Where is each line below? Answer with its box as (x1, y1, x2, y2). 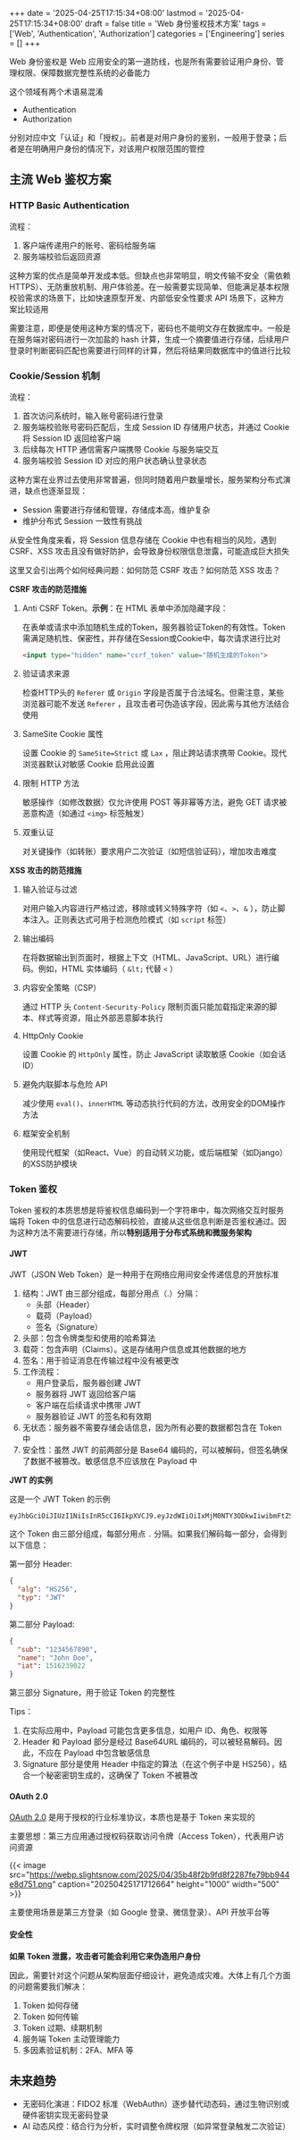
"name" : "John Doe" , (17, 1654, 94, 1662)
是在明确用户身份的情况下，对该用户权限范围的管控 (16, 143, 205, 154)
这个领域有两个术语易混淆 (9, 87, 104, 97)
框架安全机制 (21, 1128, 70, 1138)
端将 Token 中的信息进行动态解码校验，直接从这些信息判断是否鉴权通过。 (9, 1216, 279, 1227)
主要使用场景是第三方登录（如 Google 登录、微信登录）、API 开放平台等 (9, 1907, 271, 1917)
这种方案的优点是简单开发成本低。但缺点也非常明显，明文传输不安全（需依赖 (9, 270, 291, 281)
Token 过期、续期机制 (21, 2022, 103, 2033)
